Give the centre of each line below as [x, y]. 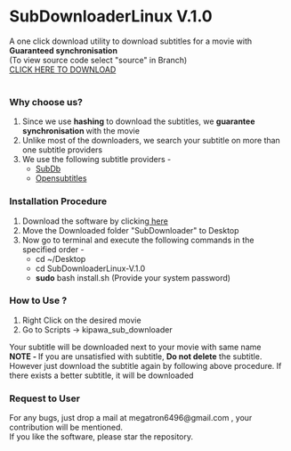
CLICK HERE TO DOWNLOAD [63, 70]
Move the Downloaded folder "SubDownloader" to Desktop [130, 230]
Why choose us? [46, 102]
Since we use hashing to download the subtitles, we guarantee [138, 121]
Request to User [44, 398]
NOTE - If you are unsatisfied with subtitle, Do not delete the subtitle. [136, 356]
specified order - [53, 249]
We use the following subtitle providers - [97, 160]
